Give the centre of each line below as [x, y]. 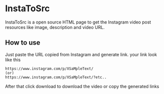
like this [13, 60]
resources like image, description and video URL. [55, 27]
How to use [23, 43]
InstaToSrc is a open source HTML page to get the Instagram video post [78, 22]
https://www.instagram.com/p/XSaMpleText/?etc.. [56, 77]
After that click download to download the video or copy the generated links [82, 86]
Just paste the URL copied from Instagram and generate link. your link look [81, 54]
